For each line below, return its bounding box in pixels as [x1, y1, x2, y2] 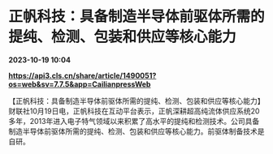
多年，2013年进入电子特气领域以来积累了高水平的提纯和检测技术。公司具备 [8, 116, 260, 126]
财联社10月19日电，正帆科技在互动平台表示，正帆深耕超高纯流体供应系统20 [8, 106, 260, 116]
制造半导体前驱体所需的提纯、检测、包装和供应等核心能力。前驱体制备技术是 [8, 126, 265, 136]
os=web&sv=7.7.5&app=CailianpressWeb [8, 79, 151, 89]
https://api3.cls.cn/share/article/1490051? [8, 71, 157, 80]
